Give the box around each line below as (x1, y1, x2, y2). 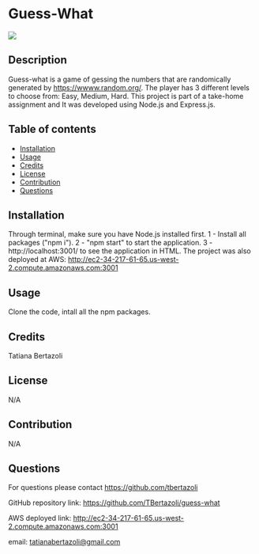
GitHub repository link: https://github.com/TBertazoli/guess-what (8, 498, 220, 507)
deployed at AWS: (8, 255, 67, 264)
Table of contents (8, 123, 96, 136)
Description (8, 53, 67, 67)
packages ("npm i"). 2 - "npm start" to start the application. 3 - (8, 238, 213, 248)
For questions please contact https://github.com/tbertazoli (8, 483, 198, 492)
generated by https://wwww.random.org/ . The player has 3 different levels (8, 82, 250, 92)
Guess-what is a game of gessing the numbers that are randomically (8, 74, 231, 84)
